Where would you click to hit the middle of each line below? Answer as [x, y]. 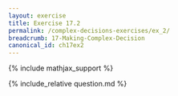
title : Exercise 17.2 [44, 23]
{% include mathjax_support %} [61, 68]
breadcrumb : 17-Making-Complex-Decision [77, 38]
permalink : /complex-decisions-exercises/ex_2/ [89, 30]
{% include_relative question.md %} [68, 84]
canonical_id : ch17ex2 [46, 46]
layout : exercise [37, 16]
